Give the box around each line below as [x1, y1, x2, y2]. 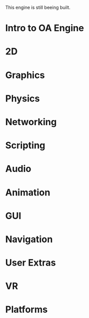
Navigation [5, 233, 53, 245]
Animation [5, 187, 51, 198]
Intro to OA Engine [5, 23, 84, 34]
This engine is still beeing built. [5, 5, 71, 10]
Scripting [5, 140, 46, 151]
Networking [5, 116, 57, 128]
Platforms [5, 304, 48, 315]
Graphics [5, 69, 45, 81]
